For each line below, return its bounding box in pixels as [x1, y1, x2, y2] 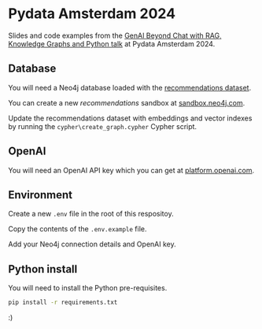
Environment [8, 188, 73, 201]
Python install [8, 262, 78, 275]
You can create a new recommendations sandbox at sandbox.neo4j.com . [8, 98, 245, 107]
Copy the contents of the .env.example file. [8, 224, 147, 234]
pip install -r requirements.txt [8, 298, 118, 307]
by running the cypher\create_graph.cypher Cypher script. [8, 121, 197, 131]
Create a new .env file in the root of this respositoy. [8, 209, 175, 219]
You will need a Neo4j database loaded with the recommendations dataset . [8, 83, 252, 92]
